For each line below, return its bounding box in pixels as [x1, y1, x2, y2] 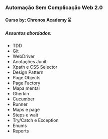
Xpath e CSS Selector [12, 64, 58, 70]
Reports [12, 128, 29, 134]
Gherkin [12, 91, 29, 97]
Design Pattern [12, 69, 44, 75]
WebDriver [12, 53, 35, 59]
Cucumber [12, 96, 35, 102]
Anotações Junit [12, 59, 47, 65]
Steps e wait [12, 112, 39, 118]
